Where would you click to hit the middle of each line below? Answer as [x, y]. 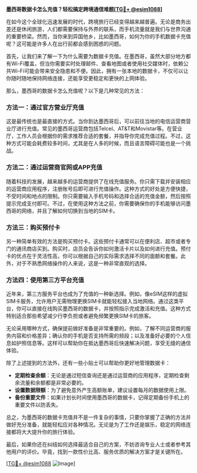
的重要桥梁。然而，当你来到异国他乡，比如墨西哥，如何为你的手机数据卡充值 [98, 36]
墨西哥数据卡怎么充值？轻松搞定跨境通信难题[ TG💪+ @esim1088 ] [84, 9]
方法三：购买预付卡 [33, 227]
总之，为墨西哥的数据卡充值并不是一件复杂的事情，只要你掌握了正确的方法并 [98, 417]
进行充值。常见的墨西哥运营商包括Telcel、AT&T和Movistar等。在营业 [99, 129]
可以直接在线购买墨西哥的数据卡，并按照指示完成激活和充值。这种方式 [106, 308]
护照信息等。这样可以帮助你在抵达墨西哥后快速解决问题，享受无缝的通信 [103, 343]
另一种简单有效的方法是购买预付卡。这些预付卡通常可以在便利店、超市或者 [96, 241]
